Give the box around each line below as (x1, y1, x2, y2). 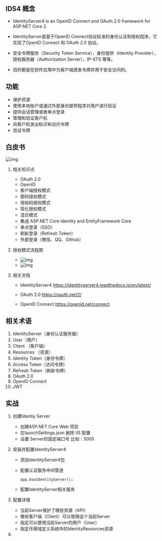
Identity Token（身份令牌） (12, 355, 68, 361)
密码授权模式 (20, 193, 46, 199)
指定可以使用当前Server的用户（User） (20, 520, 100, 526)
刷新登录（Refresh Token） (20, 230, 76, 236)
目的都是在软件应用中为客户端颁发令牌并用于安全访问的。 (12, 66, 130, 72)
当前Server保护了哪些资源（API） (20, 508, 88, 513)
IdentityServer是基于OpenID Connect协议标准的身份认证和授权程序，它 (12, 33, 158, 39)
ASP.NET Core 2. (12, 23, 48, 29)
